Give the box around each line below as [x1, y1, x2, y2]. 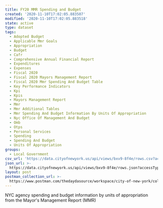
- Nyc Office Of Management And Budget [9, 115, 90, 121]
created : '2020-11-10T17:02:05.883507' [5, 12, 86, 17]
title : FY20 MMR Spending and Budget [5, 7, 81, 12]
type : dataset [5, 25, 34, 30]
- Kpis [9, 93, 23, 98]
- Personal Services [9, 129, 51, 134]
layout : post [5, 170, 32, 175]
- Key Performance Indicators [9, 84, 70, 89]
